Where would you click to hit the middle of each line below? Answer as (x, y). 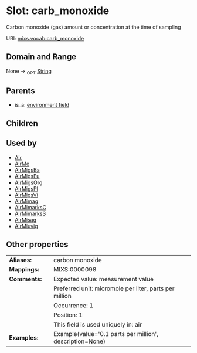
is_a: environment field (42, 105)
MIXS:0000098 (75, 270)
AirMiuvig (26, 226)
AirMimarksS (30, 213)
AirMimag (26, 201)
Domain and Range (41, 57)
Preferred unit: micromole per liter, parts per (114, 288)
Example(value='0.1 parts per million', (106, 334)
